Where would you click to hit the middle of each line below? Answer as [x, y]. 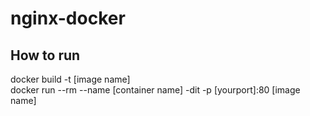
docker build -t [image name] [70, 79]
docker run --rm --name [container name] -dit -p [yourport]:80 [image [155, 90]
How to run [45, 55]
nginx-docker [68, 18]
